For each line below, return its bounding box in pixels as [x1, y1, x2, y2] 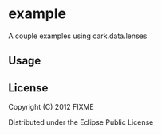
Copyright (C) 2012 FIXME [8, 102, 94, 112]
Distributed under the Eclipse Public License [8, 118, 154, 127]
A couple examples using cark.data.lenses [8, 31, 147, 40]
